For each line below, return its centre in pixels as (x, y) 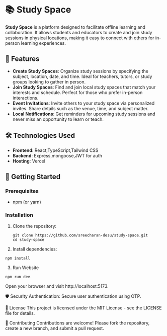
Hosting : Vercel (29, 161)
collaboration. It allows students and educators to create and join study (79, 32)
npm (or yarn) (27, 202)
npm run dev (18, 277)
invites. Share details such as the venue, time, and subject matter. (80, 108)
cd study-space (28, 239)
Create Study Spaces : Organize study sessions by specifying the (80, 71)
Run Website (26, 268)
